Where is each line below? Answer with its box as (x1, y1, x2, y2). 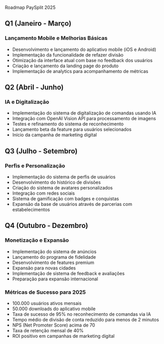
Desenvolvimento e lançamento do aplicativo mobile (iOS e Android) (12, 46, 157, 52)
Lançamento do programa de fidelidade (12, 254, 96, 260)
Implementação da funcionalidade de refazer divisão (12, 51, 124, 58)
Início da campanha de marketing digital (12, 132, 97, 138)
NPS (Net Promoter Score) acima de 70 (12, 322, 95, 328)
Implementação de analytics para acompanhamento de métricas (12, 68, 149, 74)
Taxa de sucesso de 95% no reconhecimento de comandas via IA (12, 311, 151, 317)
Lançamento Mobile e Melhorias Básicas (5, 34, 108, 42)
